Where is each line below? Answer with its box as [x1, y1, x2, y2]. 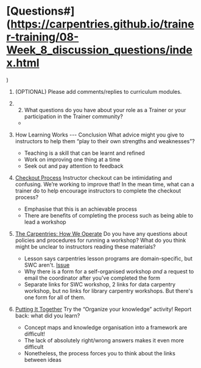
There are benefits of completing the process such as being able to [24, 211, 194, 219]
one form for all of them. [24, 294, 86, 301]
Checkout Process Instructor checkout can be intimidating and [15, 174, 172, 181]
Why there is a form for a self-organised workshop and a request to [24, 267, 194, 275]
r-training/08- [6, 30, 79, 44]
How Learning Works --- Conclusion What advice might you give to [15, 131, 185, 138]
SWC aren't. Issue [24, 261, 70, 269]
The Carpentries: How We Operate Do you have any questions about [15, 230, 188, 237]
